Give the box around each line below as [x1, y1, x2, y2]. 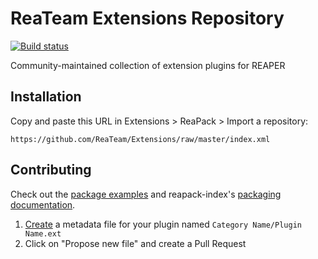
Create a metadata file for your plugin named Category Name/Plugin [24, 218, 302, 230]
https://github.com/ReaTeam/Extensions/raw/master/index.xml [10, 134, 271, 144]
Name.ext [24, 228, 62, 239]
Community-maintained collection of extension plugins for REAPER [10, 59, 286, 71]
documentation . [10, 198, 76, 211]
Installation [10, 88, 82, 106]
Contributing [10, 162, 92, 179]
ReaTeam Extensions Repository [10, 7, 285, 30]
